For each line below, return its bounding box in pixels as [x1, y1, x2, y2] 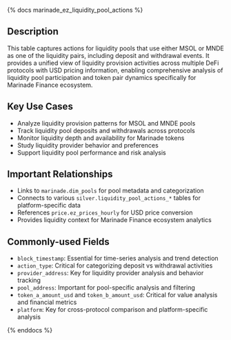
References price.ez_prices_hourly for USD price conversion [17, 208, 193, 217]
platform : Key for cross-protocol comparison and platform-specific [17, 306, 208, 314]
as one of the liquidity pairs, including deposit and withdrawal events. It [7, 51, 210, 59]
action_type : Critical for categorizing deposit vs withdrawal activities [17, 261, 213, 270]
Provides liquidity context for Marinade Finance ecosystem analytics [17, 216, 212, 224]
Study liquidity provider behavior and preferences [17, 141, 159, 149]
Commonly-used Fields [7, 236, 110, 248]
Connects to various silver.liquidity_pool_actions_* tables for [17, 194, 201, 202]
